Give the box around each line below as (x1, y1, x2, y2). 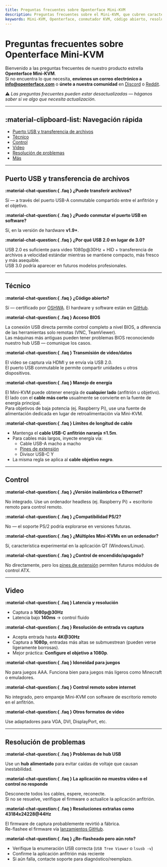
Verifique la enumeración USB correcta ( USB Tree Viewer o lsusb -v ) (12, 846, 153, 852)
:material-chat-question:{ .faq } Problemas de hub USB (5, 751, 121, 757)
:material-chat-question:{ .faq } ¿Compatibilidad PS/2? (5, 513, 122, 520)
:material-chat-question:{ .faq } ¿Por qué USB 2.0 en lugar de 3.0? (5, 237, 145, 243)
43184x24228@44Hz (5, 811, 51, 817)
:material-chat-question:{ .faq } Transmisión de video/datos (5, 349, 132, 355)
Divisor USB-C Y (19, 451, 54, 457)
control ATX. (5, 567, 31, 573)
